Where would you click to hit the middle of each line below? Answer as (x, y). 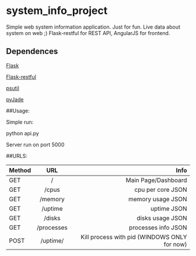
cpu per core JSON (161, 190)
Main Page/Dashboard (156, 180)
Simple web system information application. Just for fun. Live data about (93, 27)
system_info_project (57, 11)
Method (20, 170)
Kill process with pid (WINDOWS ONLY (134, 237)
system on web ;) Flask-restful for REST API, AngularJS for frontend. (88, 33)
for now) (175, 244)
